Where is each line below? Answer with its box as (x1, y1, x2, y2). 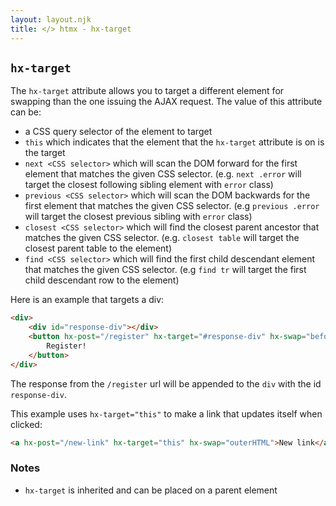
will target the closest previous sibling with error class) (24, 211, 253, 223)
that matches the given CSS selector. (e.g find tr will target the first (24, 264, 307, 276)
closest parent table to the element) (24, 242, 173, 255)
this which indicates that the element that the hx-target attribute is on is (24, 136, 325, 148)
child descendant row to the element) (24, 274, 180, 286)
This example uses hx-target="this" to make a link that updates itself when (10, 407, 323, 420)
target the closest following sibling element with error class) (24, 179, 274, 191)
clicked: (10, 418, 43, 430)
